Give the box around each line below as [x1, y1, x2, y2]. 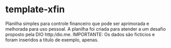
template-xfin [5, 4, 65, 15]
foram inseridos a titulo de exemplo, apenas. [5, 37, 99, 43]
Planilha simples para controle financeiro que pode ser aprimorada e [5, 20, 150, 27]
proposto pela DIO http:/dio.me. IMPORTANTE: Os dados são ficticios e [5, 31, 155, 37]
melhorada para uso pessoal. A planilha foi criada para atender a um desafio [5, 26, 166, 32]
